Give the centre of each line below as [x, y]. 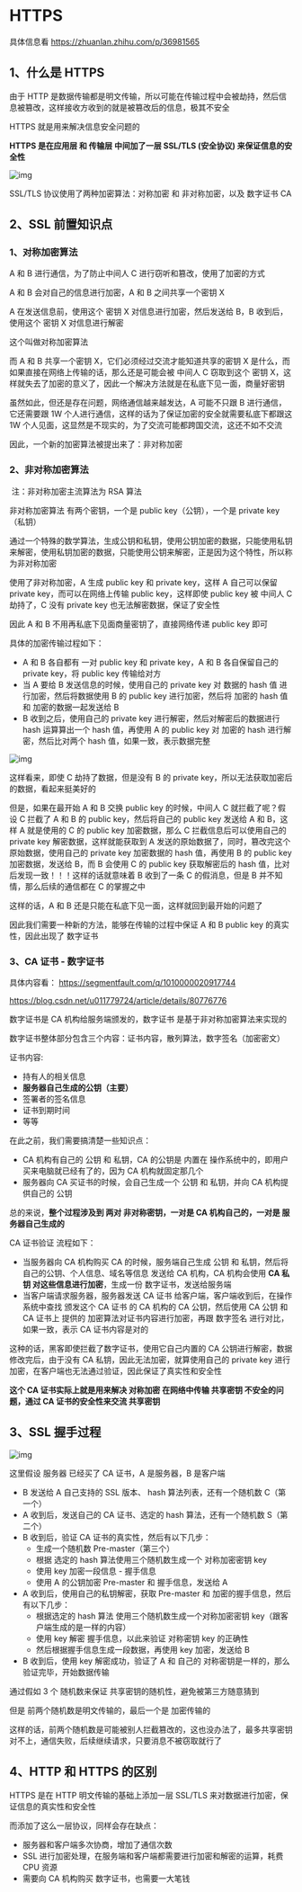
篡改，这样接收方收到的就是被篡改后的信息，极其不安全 [127, 107]
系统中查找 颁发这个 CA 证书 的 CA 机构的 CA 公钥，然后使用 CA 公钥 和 [155, 1307]
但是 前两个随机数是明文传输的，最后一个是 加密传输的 [110, 1710]
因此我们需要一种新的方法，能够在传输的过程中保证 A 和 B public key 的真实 [149, 924]
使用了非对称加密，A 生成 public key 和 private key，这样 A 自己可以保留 [143, 582]
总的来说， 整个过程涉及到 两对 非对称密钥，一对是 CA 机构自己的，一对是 [145, 1213]
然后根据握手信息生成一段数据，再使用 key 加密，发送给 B [142, 1649]
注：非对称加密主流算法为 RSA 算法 [76, 491]
